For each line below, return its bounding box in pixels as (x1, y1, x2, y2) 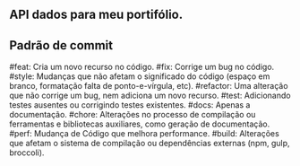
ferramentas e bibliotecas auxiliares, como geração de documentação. (9, 118, 270, 129)
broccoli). (9, 147, 45, 158)
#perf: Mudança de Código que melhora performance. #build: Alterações (9, 128, 279, 139)
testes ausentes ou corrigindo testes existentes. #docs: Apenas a (9, 100, 251, 110)
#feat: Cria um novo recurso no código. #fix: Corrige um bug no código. (9, 62, 275, 73)
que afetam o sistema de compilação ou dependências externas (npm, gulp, (9, 138, 290, 149)
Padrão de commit (9, 38, 114, 53)
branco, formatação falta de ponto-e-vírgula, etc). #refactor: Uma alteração (9, 81, 288, 92)
